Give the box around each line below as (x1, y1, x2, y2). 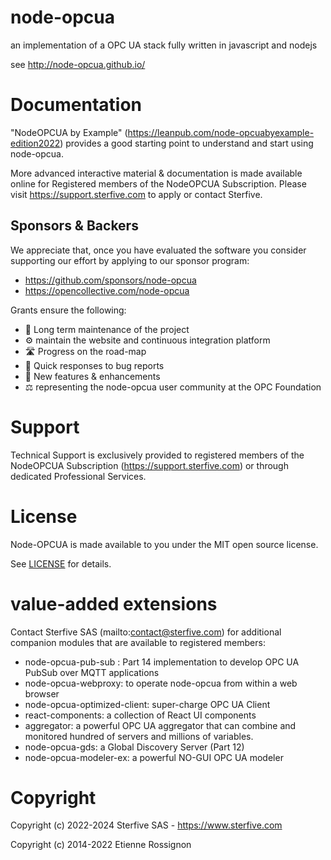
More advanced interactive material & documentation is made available (10, 167, 303, 179)
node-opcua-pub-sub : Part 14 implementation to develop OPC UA (24, 656, 300, 668)
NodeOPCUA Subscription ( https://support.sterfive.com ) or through (10, 459, 289, 471)
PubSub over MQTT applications (24, 666, 160, 678)
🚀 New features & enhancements (24, 370, 161, 382)
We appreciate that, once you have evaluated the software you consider (10, 244, 307, 256)
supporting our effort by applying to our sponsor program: (10, 254, 250, 266)
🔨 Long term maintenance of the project (24, 323, 190, 335)
